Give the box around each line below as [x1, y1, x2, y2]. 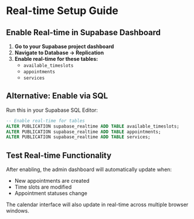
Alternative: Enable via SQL [6, 91, 108, 101]
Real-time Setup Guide [6, 4, 118, 18]
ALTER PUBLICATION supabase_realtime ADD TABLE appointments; [6, 129, 161, 135]
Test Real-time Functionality [6, 150, 112, 160]
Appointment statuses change [14, 190, 88, 197]
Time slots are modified [14, 183, 72, 191]
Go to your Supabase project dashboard [14, 43, 114, 50]
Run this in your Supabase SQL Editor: [6, 107, 98, 114]
